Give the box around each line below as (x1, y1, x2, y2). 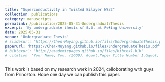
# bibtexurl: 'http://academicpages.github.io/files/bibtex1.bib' (5, 48, 144, 53)
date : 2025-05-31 (5, 30, 41, 35)
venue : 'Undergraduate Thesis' (5, 35, 69, 40)
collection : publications (5, 12, 58, 17)
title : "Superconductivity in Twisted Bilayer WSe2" (5, 7, 115, 12)
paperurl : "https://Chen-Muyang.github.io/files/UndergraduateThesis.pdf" (5, 44, 162, 49)
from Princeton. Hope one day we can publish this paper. (5, 72, 120, 78)
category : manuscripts (5, 16, 52, 21)
